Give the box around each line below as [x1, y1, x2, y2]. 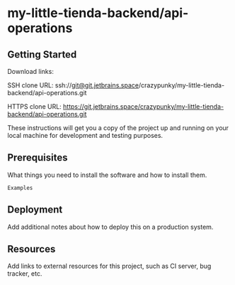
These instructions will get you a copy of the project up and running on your [7, 124, 229, 132]
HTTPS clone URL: [7, 102, 62, 111]
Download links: [7, 68, 55, 75]
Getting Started [7, 48, 77, 60]
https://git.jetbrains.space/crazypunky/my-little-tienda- [62, 102, 224, 111]
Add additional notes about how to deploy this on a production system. [7, 222, 214, 231]
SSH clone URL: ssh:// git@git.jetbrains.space [7, 81, 139, 90]
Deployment [7, 204, 63, 216]
